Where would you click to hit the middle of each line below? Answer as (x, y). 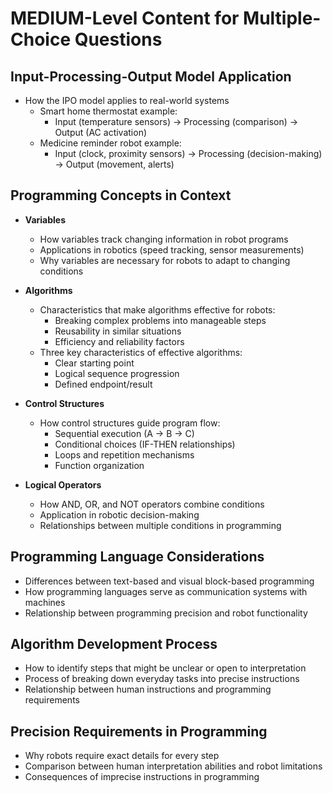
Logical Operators (63, 484)
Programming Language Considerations (137, 557)
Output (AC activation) (101, 132)
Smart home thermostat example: (108, 111)
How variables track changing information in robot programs (164, 239)
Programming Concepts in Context (121, 195)
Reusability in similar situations (118, 331)
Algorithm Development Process (114, 644)
